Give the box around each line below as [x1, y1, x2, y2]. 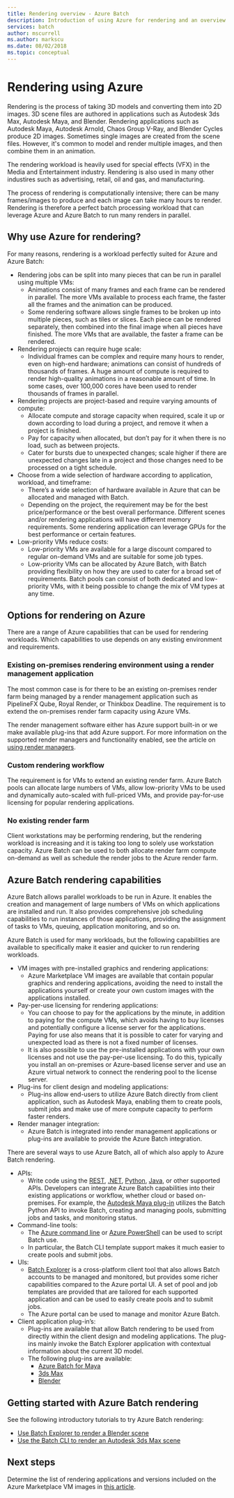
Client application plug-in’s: [17, 1317, 96, 1326]
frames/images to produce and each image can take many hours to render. [7, 196, 222, 204]
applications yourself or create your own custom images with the [27, 987, 214, 995]
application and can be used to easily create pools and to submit [27, 1295, 214, 1303]
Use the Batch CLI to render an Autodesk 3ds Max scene [17, 1436, 181, 1444]
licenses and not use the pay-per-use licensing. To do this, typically [27, 1053, 223, 1061]
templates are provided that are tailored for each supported [27, 1288, 198, 1296]
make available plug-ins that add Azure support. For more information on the [7, 728, 227, 736]
